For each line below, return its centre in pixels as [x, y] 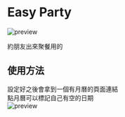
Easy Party [40, 12]
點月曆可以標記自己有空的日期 [50, 98]
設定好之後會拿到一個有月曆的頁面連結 [63, 89]
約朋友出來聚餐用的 [35, 46]
